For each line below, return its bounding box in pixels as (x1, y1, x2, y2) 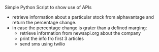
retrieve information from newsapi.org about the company (19, 30, 141, 36)
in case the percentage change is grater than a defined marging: (12, 25, 147, 31)
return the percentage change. (12, 20, 77, 25)
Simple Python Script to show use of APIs (5, 5, 92, 10)
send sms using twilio (19, 41, 66, 47)
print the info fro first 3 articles (19, 35, 84, 41)
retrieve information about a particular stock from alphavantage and (12, 14, 154, 20)
